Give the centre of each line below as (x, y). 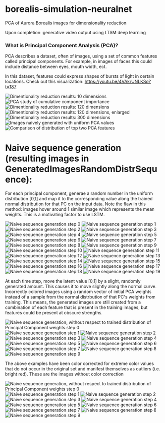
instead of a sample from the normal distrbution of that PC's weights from (80, 297)
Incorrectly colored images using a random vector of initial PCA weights (79, 292)
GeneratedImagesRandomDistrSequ (81, 169)
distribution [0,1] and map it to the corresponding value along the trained (79, 199)
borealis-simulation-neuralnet (69, 9)
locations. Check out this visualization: (44, 82)
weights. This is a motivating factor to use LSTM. (55, 215)
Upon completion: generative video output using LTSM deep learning (76, 32)
